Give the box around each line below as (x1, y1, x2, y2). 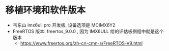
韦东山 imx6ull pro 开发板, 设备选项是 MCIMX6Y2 (12, 22, 116, 28)
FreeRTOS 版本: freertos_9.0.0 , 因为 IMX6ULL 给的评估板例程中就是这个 (12, 28, 164, 34)
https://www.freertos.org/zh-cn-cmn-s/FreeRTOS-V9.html (20, 40, 143, 46)
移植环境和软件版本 (5, 4, 86, 16)
